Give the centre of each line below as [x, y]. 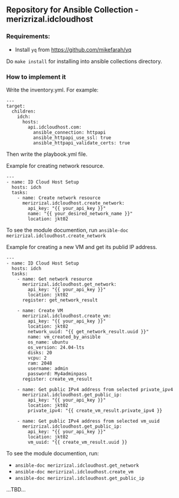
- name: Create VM [40, 310]
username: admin [48, 368]
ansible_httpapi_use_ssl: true [72, 138]
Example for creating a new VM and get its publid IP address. [82, 247]
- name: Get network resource [55, 279]
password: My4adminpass [57, 373]
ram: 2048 [40, 363]
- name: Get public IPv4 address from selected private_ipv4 [95, 389]
